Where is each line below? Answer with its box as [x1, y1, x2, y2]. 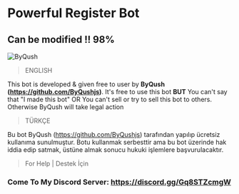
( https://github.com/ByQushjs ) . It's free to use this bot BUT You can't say [7, 88, 228, 96]
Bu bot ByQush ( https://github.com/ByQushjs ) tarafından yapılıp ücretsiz [7, 131, 220, 138]
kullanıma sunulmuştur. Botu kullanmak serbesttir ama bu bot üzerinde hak [7, 138, 227, 146]
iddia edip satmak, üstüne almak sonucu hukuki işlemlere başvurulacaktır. [7, 145, 224, 154]
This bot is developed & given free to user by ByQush [7, 80, 166, 88]
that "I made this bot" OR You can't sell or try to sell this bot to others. [7, 95, 213, 103]
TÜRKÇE [24, 116, 51, 125]
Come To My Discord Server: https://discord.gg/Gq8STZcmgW [7, 177, 232, 187]
